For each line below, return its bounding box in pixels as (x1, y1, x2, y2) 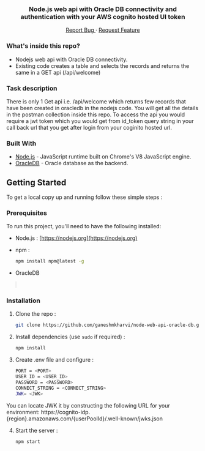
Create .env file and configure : (15, 356, 94, 363)
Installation (6, 296, 41, 305)
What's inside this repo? (6, 42, 81, 50)
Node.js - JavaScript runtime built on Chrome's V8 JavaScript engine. (15, 153, 192, 160)
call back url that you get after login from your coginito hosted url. (6, 124, 173, 131)
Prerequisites (6, 209, 47, 217)
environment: (6, 408, 40, 416)
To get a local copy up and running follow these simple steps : (6, 193, 163, 201)
